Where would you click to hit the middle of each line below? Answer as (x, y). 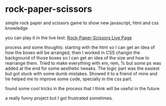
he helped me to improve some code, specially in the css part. (69, 79)
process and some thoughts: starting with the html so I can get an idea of (80, 47)
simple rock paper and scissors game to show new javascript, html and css (82, 23)
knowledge (17, 28)
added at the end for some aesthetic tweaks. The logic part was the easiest (83, 68)
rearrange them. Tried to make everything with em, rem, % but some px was (83, 63)
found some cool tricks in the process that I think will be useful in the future (83, 88)
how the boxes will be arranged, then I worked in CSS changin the (73, 53)
